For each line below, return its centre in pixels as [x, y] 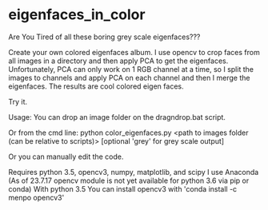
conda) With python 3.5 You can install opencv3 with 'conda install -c [123, 188]
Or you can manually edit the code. [66, 157]
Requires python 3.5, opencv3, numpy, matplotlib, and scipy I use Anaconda [134, 172]
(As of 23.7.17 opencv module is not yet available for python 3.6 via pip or [129, 180]
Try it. [18, 101]
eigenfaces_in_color [77, 15]
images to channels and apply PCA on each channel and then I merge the [129, 77]
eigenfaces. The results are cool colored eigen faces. [96, 86]
